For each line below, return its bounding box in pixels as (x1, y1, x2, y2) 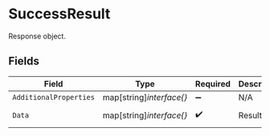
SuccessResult (8, 5, 111, 23)
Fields (8, 54, 40, 68)
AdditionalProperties (12, 93, 95, 102)
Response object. (8, 31, 67, 41)
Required (195, 78, 231, 89)
